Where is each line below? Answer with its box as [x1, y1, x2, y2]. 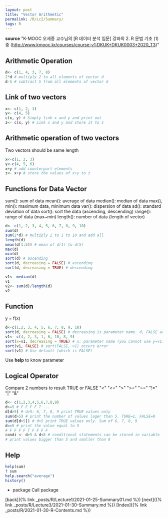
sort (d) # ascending [5, 256, 48, 261]
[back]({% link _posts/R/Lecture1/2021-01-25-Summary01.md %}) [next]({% [5, 497, 162, 503]
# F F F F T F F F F [5, 428, 48, 433]
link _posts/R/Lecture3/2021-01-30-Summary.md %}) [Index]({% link [5, 502, 147, 508]
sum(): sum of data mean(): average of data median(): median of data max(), [5, 198, 162, 204]
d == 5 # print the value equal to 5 [5, 423, 79, 428]
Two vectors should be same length [5, 147, 79, 153]
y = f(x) [5, 315, 21, 321]
